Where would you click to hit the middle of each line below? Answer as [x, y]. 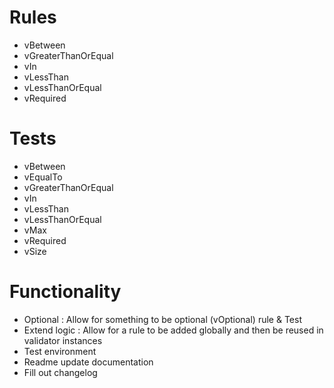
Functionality [65, 292]
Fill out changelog [60, 372]
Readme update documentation [88, 362]
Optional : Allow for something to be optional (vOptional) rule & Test [162, 319]
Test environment [60, 351]
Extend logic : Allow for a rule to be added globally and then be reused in [173, 330]
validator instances [63, 340]
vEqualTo [43, 177]
